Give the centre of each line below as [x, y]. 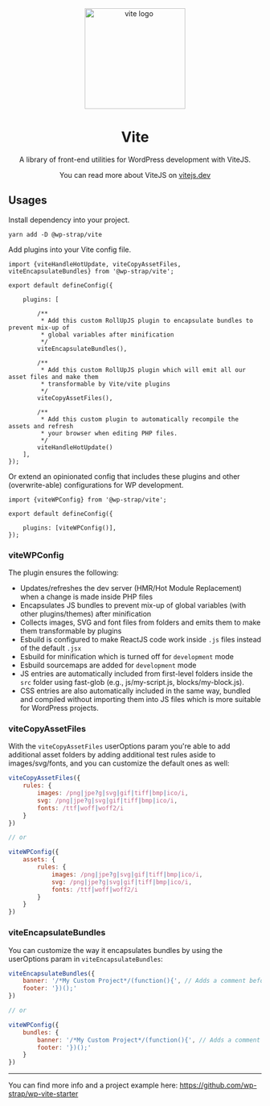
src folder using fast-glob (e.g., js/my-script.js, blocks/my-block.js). [132, 683]
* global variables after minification [107, 334]
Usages [28, 200]
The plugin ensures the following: [63, 573]
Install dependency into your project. [69, 220]
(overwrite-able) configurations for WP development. [96, 485]
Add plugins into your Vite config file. [70, 250]
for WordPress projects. [59, 708]
